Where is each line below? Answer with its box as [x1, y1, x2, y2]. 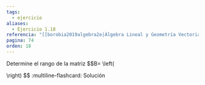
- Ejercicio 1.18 [12, 26, 56, 32]
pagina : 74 [6, 37, 34, 43]
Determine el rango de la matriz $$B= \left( [6, 59, 115, 67]
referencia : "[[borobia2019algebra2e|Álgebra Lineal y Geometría [6, 32, 176, 38]
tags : [6, 9, 20, 15]
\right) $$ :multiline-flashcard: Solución [6, 72, 106, 79]
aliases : [6, 20, 29, 26]
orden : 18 [6, 43, 32, 50]
